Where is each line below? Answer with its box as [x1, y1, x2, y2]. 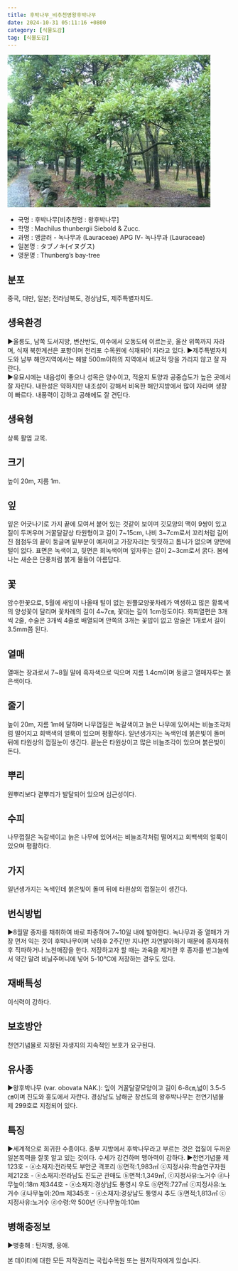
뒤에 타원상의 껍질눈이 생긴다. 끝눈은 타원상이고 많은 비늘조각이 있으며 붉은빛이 [7, 737, 226, 747]
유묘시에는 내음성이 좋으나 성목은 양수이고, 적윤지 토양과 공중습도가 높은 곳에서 [13, 372, 232, 381]
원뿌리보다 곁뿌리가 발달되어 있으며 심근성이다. [7, 790, 137, 798]
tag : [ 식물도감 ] [7, 34, 50, 41]
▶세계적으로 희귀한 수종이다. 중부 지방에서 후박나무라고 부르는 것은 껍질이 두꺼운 [7, 1144, 232, 1153]
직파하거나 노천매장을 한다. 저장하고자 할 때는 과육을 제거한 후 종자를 [14, 946, 205, 954]
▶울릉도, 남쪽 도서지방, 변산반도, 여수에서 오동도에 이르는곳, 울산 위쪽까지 [7, 337, 212, 345]
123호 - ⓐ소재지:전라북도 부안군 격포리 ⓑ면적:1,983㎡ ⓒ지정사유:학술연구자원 [7, 1162, 226, 1171]
